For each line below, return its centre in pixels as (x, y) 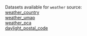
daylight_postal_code (27, 28)
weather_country (22, 12)
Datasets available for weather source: (43, 7)
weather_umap (20, 18)
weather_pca (18, 23)
